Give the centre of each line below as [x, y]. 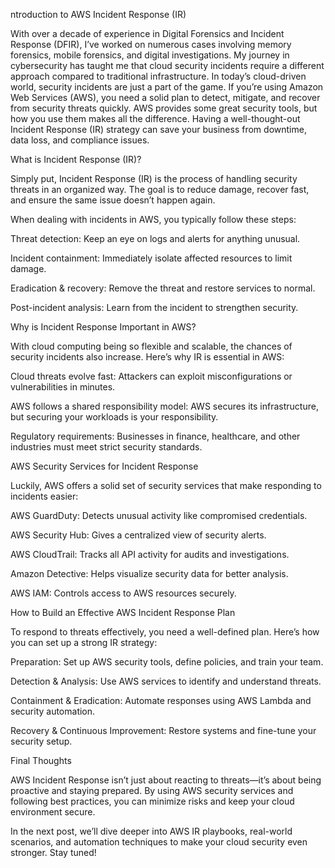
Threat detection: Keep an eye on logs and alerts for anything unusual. [155, 238]
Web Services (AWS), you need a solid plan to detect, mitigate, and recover [165, 97]
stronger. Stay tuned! [53, 852]
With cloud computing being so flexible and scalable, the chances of [151, 346]
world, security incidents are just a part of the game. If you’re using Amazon [167, 87]
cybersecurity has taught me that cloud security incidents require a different [167, 65]
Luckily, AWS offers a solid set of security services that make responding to [166, 485]
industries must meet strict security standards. [106, 447]
